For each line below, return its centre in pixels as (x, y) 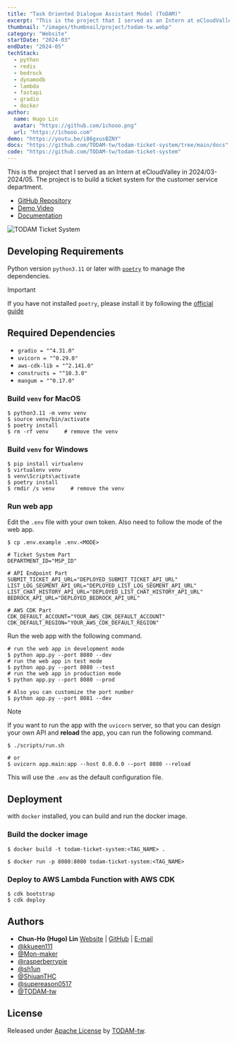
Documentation (40, 215)
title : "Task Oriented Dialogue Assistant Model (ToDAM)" (94, 14)
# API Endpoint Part (38, 573)
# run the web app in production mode (64, 673)
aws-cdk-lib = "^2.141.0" (55, 366)
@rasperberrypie (42, 961)
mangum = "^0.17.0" (46, 381)
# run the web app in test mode (55, 661)
